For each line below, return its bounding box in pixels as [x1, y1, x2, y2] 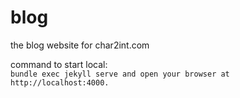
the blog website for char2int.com [10, 39, 150, 51]
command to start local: [10, 58, 108, 70]
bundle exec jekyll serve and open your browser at [10, 69, 230, 79]
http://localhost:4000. [10, 77, 110, 88]
